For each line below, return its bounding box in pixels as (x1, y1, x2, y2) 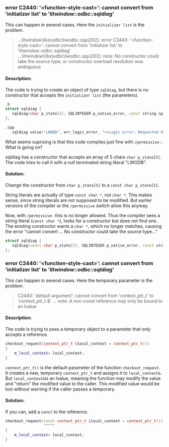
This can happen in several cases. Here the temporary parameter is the (5, 277, 153, 283)
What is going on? (5, 144, 43, 150)
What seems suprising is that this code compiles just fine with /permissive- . (5, 138, 163, 145)
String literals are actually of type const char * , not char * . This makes (5, 191, 152, 198)
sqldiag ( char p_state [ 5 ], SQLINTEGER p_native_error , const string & (12, 111, 161, 116)
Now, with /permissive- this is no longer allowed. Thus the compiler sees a (5, 212, 160, 218)
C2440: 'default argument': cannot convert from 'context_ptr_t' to (17, 292, 154, 299)
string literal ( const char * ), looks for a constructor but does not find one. (5, 218, 158, 224)
